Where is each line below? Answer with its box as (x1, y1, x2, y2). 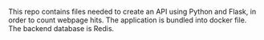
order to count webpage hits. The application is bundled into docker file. (8, 15, 247, 25)
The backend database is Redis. (8, 24, 115, 33)
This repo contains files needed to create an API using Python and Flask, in (8, 7, 257, 16)
